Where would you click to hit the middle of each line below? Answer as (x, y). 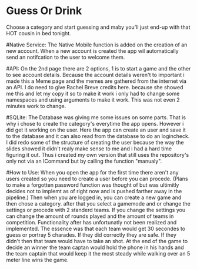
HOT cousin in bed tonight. (39, 33)
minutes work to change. (36, 106)
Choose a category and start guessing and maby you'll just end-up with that (98, 27)
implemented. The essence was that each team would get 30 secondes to (96, 228)
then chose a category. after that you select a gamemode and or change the (98, 203)
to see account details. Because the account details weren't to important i (95, 75)
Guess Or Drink (44, 11)
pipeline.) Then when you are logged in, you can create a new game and (94, 197)
